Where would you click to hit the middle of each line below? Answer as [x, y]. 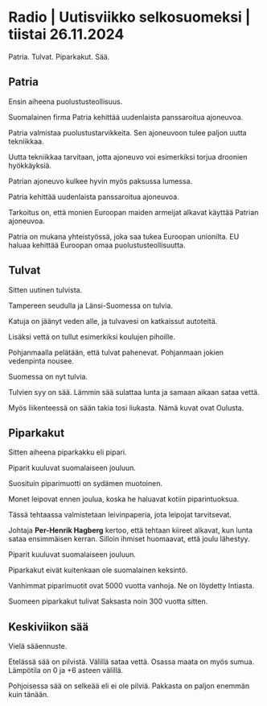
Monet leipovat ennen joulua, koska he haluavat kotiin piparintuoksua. [124, 499]
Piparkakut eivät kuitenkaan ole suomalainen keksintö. [98, 570]
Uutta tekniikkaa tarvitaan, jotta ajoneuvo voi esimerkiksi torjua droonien [128, 156]
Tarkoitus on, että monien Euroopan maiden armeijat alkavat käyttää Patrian [133, 212]
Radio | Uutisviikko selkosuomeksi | [129, 17]
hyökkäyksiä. [30, 165]
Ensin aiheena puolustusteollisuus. [66, 102]
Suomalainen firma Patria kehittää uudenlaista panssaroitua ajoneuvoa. [126, 117]
